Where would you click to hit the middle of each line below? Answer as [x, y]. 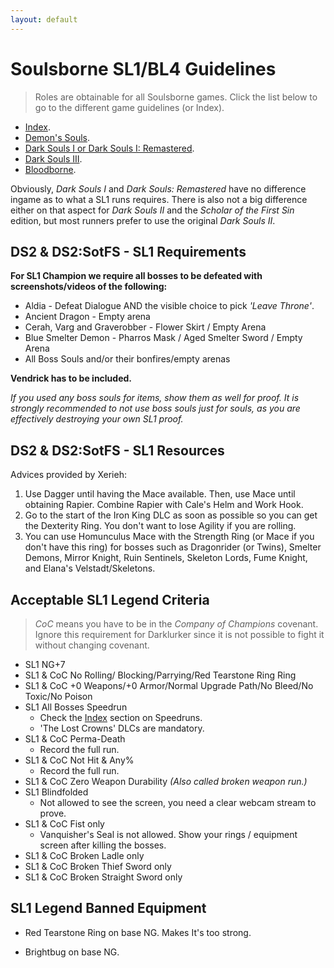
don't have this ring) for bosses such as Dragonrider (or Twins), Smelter [173, 547]
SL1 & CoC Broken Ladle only [84, 855]
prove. [53, 813]
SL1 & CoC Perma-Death [75, 739]
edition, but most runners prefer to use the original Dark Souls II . [143, 220]
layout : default [44, 19]
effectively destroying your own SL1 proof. [97, 419]
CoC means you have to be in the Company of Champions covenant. [176, 624]
